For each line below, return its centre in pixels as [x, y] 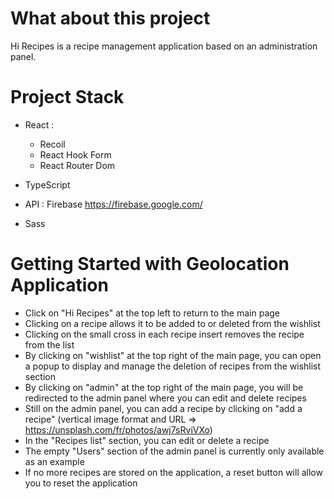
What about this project [110, 18]
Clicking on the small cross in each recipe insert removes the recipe [164, 334]
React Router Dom [77, 165]
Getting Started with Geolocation [150, 264]
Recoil [52, 144]
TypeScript [47, 184]
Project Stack [67, 97]
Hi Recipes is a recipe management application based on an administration [164, 46]
